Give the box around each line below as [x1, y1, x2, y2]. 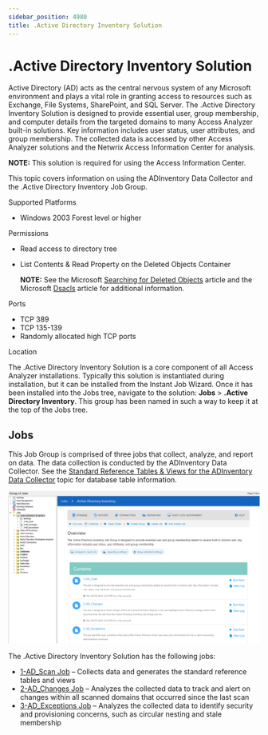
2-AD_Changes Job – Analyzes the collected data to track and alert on [19, 684, 251, 693]
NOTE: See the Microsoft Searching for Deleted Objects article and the [19, 275, 253, 285]
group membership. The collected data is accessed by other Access [8, 134, 233, 144]
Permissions [8, 229, 49, 238]
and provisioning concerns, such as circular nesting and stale [19, 709, 222, 719]
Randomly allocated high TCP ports [19, 332, 136, 342]
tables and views [19, 675, 76, 685]
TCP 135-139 [19, 323, 62, 333]
